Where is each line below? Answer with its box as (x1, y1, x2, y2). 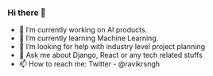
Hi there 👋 (7, 7, 47, 18)
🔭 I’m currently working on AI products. (18, 25, 148, 35)
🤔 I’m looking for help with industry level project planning (18, 42, 206, 51)
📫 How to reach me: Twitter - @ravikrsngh (18, 59, 161, 69)
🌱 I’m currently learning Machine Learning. (18, 33, 159, 43)
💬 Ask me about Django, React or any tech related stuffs (18, 51, 203, 60)
